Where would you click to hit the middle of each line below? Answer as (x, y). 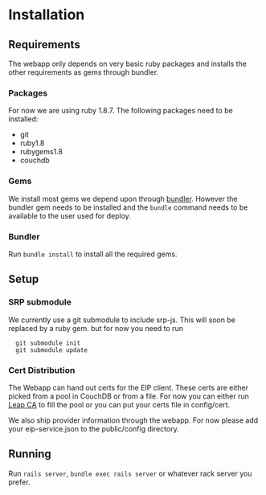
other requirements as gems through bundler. (84, 72)
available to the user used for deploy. (70, 215)
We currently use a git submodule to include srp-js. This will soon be (122, 320)
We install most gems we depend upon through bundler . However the (123, 198)
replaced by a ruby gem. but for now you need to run (96, 328)
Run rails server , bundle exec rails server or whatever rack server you (130, 473)
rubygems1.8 (41, 152)
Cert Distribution (42, 370)
